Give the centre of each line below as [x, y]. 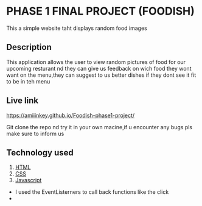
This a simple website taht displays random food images [77, 28]
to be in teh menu [28, 81]
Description [29, 47]
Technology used [40, 153]
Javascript [28, 180]
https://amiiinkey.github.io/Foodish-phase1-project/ [71, 115]
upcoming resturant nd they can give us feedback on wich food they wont [99, 68]
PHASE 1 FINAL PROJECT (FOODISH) [100, 11]
